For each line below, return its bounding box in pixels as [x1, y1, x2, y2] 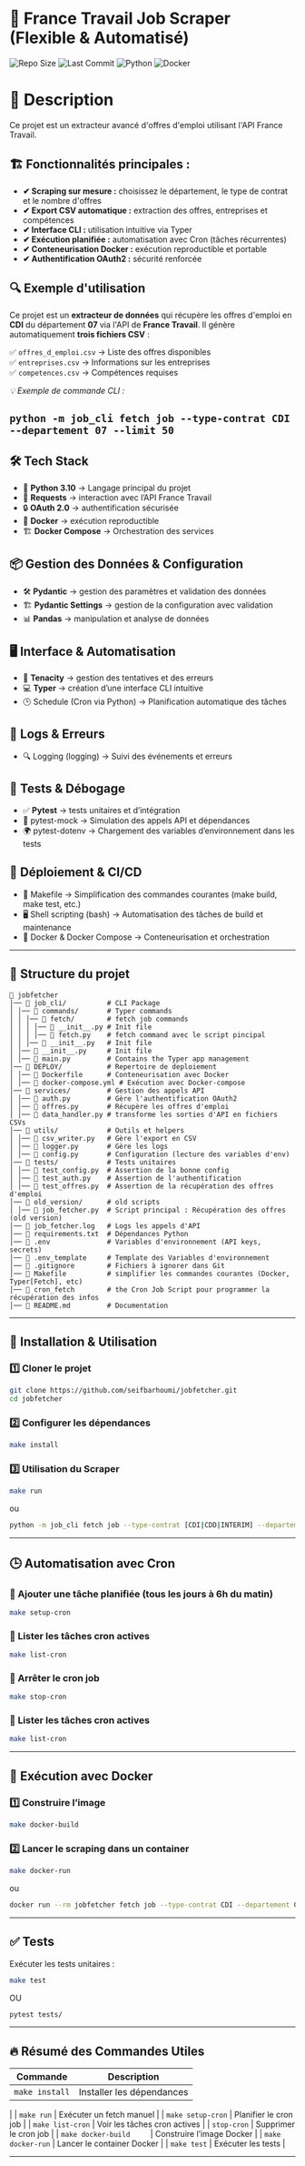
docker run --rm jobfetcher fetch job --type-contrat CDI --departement [9, 1900, 290, 1909]
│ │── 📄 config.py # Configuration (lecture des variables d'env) [9, 1150, 290, 1159]
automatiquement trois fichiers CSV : [9, 328, 150, 339]
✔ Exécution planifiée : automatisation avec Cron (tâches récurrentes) [22, 234, 288, 245]
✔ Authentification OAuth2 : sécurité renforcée [22, 253, 202, 264]
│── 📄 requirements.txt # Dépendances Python [9, 1229, 189, 1238]
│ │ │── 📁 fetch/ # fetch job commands [9, 1014, 189, 1023]
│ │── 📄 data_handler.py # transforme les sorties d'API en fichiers [9, 1110, 279, 1119]
